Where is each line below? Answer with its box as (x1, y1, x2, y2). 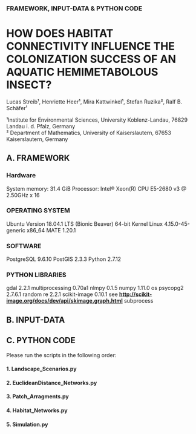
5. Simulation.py (6, 421, 48, 428)
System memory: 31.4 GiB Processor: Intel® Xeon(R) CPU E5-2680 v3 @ (6, 185, 186, 192)
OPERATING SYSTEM (6, 206, 71, 215)
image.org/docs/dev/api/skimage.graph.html (6, 297, 123, 304)
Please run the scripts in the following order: (6, 351, 117, 358)
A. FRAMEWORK (6, 153, 70, 163)
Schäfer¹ (6, 104, 28, 111)
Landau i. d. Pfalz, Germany (6, 122, 76, 130)
